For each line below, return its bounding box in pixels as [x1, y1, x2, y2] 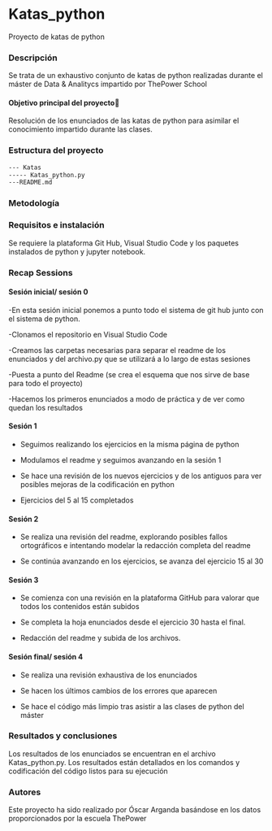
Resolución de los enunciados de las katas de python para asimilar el [8, 115, 240, 126]
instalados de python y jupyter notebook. [8, 246, 146, 256]
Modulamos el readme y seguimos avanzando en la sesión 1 [19, 455, 222, 464]
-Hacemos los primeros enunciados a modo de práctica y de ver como [8, 394, 245, 403]
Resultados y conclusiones [8, 730, 118, 742]
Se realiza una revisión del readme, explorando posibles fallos [19, 532, 228, 542]
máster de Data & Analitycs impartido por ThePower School [8, 79, 207, 89]
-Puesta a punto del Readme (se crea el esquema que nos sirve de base [8, 369, 250, 379]
